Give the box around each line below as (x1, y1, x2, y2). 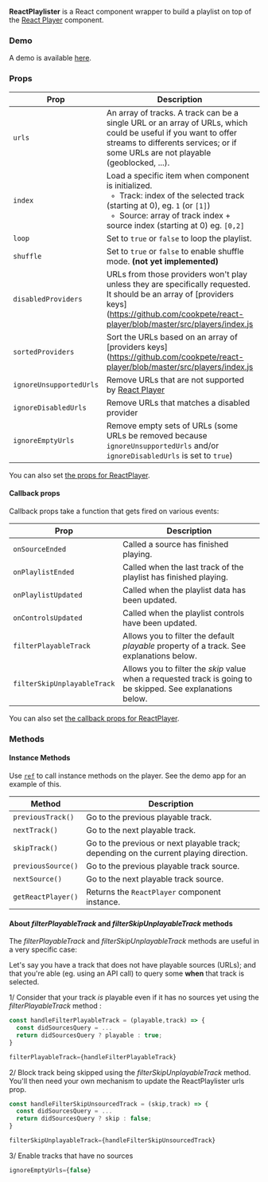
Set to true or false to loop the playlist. (106, 233, 252, 244)
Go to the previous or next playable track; (85, 837, 241, 848)
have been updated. (122, 617, 197, 628)
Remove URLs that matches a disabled (106, 397, 250, 408)
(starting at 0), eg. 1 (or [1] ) (106, 199, 211, 210)
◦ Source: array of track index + (111, 210, 231, 221)
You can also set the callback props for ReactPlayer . (9, 713, 180, 723)
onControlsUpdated (13, 613, 83, 622)
